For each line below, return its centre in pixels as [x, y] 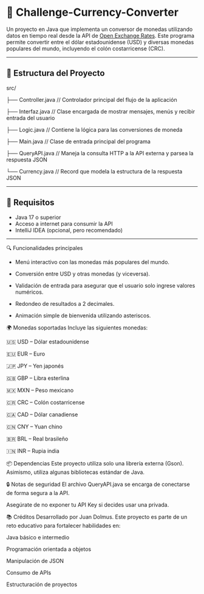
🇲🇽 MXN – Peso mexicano [40, 390]
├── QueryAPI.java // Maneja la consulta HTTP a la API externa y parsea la [100, 153]
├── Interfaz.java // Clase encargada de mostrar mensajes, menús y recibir [101, 111]
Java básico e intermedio [38, 537]
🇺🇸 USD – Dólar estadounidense [48, 342]
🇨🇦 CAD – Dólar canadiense [42, 414]
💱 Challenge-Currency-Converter [93, 12]
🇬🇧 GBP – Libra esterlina [38, 378]
